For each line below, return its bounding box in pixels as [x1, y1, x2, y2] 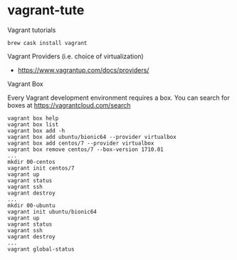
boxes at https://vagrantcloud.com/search [7, 100, 131, 109]
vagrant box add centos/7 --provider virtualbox [7, 140, 154, 147]
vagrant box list [7, 120, 59, 128]
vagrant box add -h [7, 127, 65, 134]
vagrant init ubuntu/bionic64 [7, 208, 98, 215]
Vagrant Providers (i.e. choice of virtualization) [7, 52, 144, 61]
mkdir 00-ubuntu [7, 202, 56, 209]
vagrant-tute [7, 2, 85, 19]
